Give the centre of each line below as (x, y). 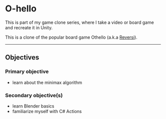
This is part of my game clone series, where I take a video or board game (80, 22)
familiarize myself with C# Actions (47, 111)
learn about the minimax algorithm (47, 82)
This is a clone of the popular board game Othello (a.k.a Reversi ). (71, 37)
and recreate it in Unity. (29, 27)
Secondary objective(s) (34, 95)
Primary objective (27, 71)
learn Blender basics (33, 106)
